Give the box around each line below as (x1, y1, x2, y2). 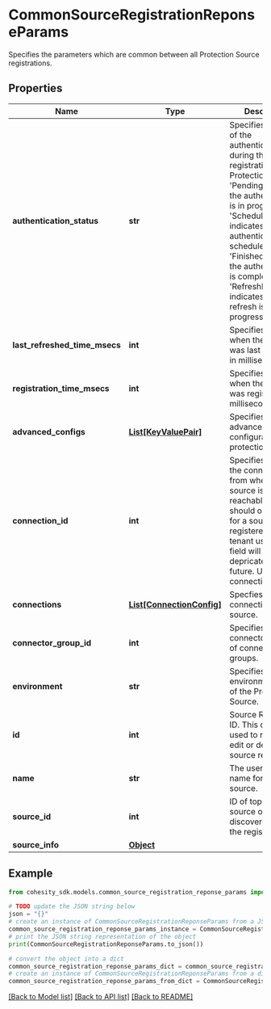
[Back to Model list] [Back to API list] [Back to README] (8, 992, 194, 1002)
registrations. (8, 58, 52, 68)
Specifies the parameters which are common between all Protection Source (8, 49, 260, 59)
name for (229, 772, 264, 784)
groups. (229, 652, 259, 663)
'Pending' (229, 179, 266, 191)
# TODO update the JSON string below (8, 902, 135, 910)
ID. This (229, 719, 258, 730)
